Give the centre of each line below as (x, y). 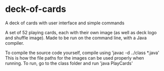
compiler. (15, 43)
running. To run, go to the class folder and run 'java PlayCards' (69, 63)
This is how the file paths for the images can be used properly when (75, 58)
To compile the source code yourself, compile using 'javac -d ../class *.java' (82, 53)
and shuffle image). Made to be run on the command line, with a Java (76, 38)
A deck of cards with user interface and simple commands (65, 23)
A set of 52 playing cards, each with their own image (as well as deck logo (81, 32)
